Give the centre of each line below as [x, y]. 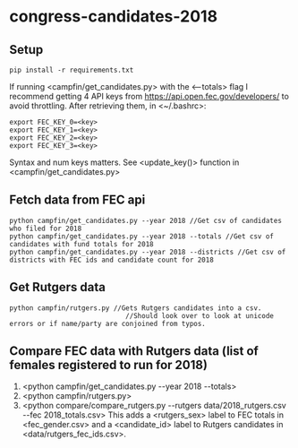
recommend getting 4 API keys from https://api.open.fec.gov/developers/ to [149, 96]
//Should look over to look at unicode [200, 315]
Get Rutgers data [57, 287]
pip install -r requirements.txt [72, 70]
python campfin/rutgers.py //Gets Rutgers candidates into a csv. [136, 308]
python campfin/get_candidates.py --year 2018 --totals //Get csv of [142, 236]
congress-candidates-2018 [113, 17]
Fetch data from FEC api [77, 200]
